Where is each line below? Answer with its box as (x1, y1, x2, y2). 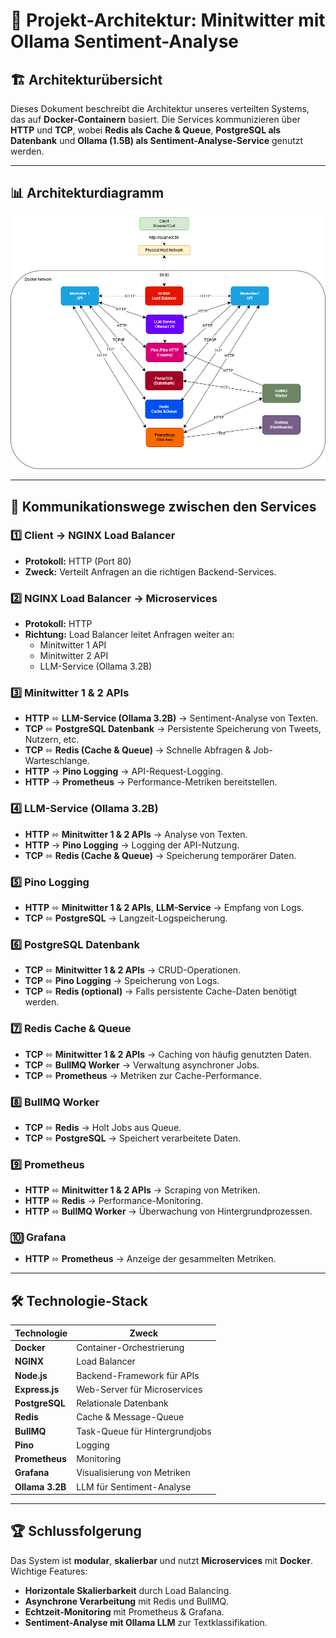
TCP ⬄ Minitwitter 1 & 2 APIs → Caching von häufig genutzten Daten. (24, 1048, 312, 1060)
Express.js (14, 1383, 60, 1395)
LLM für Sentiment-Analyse (76, 1480, 192, 1493)
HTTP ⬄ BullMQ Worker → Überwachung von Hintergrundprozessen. (24, 1205, 313, 1218)
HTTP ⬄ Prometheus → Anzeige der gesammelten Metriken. (24, 1253, 277, 1265)
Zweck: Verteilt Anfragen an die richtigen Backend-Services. (24, 565, 277, 578)
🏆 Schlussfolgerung (10, 1523, 142, 1540)
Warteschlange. (24, 755, 90, 767)
